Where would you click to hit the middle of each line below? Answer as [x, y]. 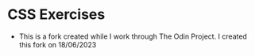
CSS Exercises [56, 15]
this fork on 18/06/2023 [58, 44]
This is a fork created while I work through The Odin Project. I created [133, 36]
